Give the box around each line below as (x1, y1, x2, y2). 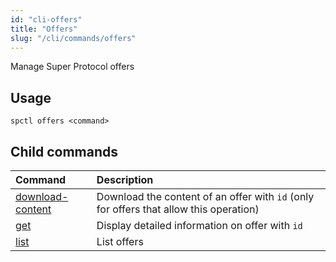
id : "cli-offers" (10, 14, 83, 25)
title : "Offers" (10, 24, 78, 34)
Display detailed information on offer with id (96, 219, 303, 232)
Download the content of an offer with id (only (96, 190, 315, 203)
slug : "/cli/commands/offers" (10, 33, 137, 43)
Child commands (10, 143, 119, 160)
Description (96, 173, 154, 186)
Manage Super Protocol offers (10, 61, 135, 73)
